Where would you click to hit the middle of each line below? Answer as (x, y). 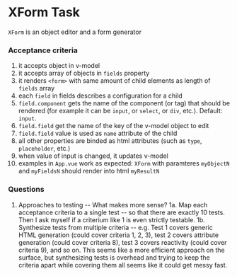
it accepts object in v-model (59, 66)
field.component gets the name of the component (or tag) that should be (124, 103)
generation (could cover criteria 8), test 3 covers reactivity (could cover (122, 242)
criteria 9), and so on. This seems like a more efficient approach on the (121, 250)
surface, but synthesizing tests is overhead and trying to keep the (114, 257)
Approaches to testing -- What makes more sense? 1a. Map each (113, 205)
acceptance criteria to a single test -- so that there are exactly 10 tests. (121, 212)
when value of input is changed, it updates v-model (93, 156)
